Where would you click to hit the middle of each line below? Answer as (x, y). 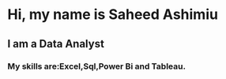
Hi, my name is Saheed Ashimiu (113, 15)
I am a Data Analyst (56, 44)
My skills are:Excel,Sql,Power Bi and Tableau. (97, 66)
